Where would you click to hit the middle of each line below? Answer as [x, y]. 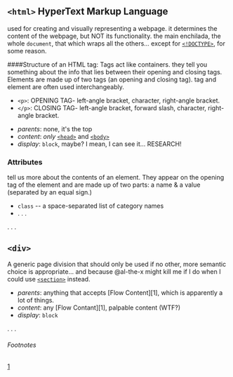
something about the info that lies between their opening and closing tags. [115, 72]
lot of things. [36, 300]
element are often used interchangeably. [66, 86]
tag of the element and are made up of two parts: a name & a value [104, 185]
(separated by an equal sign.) [50, 192]
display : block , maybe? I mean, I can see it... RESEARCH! [99, 144]
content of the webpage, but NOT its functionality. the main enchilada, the [114, 36]
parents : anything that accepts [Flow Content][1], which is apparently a [120, 292]
